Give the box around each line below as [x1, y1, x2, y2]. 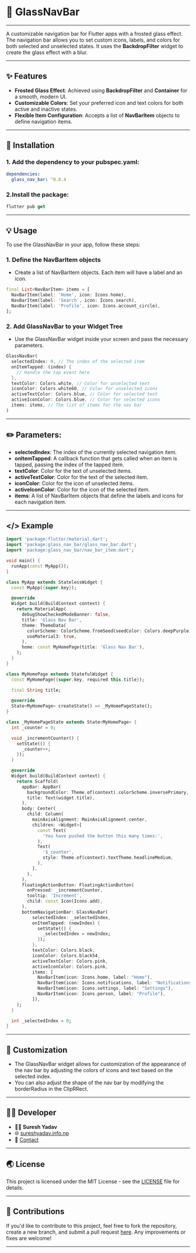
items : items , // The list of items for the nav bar [11, 402, 142, 408]
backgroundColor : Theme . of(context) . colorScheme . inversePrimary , [27, 789, 190, 795]
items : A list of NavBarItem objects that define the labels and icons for [14, 492, 184, 499]
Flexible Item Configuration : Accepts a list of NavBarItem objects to [14, 111, 180, 119]
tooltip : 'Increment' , [27, 893, 82, 899]
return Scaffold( [16, 779, 59, 784]
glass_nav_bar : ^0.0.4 [11, 177, 66, 183]
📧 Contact [14, 1136, 39, 1143]
